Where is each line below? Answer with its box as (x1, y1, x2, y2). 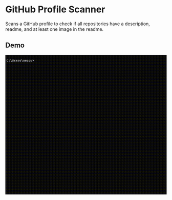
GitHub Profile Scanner (5, 4, 105, 15)
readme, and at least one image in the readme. (5, 26, 104, 32)
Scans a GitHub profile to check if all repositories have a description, (5, 21, 150, 27)
